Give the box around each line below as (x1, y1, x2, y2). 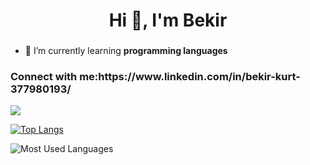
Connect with (10, 70, 78, 84)
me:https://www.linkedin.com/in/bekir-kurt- (79, 70, 301, 84)
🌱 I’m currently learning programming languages (24, 45, 228, 57)
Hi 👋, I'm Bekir (108, 9, 228, 32)
